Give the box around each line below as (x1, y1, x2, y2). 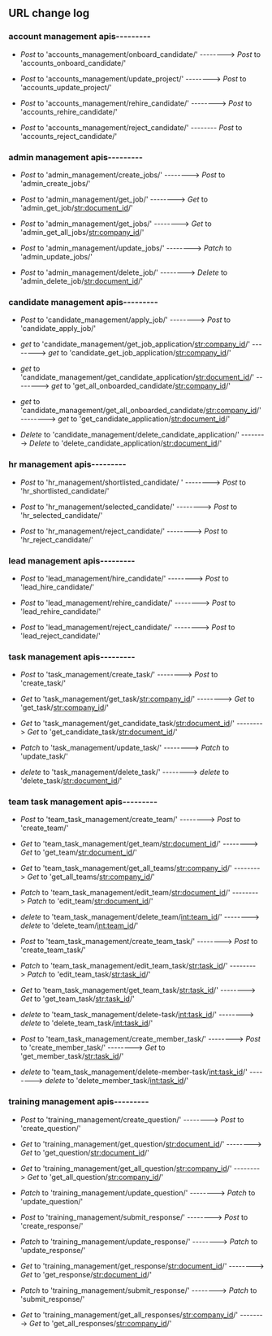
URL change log (8, 7, 90, 20)
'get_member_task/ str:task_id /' (19, 1051, 124, 1061)
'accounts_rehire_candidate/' (19, 107, 118, 116)
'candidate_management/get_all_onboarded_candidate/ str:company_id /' (19, 406, 262, 416)
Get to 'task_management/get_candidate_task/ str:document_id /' (19, 719, 235, 729)
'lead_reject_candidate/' (19, 630, 101, 641)
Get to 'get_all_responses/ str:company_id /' (29, 1318, 172, 1328)
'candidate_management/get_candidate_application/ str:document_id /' (19, 372, 254, 382)
